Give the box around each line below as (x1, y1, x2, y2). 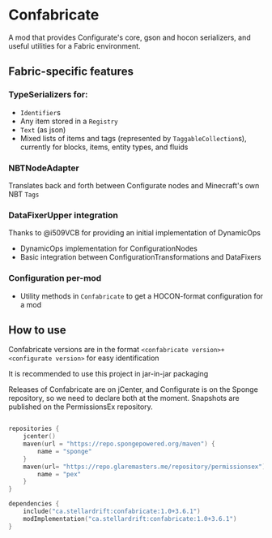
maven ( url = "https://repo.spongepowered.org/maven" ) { (23, 440, 216, 448)
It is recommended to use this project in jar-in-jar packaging (8, 369, 209, 379)
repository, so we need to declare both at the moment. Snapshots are (8, 394, 240, 403)
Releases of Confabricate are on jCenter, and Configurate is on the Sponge (8, 385, 259, 394)
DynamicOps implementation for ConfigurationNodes (19, 243, 198, 253)
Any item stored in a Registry (19, 116, 119, 126)
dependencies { (8, 500, 60, 508)
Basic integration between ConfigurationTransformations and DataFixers (19, 252, 261, 262)
